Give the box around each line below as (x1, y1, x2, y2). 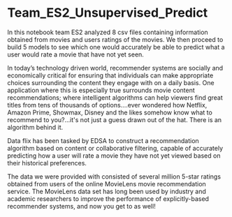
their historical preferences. (7, 158, 87, 167)
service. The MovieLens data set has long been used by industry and (7, 187, 206, 195)
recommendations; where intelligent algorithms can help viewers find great (7, 93, 224, 102)
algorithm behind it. (7, 123, 64, 131)
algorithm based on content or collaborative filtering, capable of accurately (7, 144, 224, 152)
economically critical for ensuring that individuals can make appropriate (7, 71, 214, 80)
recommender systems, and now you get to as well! (7, 202, 156, 210)
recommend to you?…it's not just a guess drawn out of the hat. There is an (7, 115, 222, 124)
